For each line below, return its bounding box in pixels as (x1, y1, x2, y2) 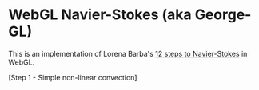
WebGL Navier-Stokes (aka (8, 6, 192, 24)
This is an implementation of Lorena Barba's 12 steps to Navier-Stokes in (8, 49, 248, 58)
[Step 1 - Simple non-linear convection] (8, 72, 137, 82)
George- (194, 6, 252, 24)
